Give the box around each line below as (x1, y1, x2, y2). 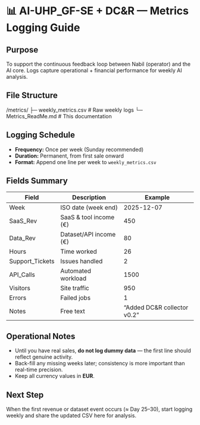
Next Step (6, 390, 44, 400)
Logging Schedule (6, 130, 76, 140)
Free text (60, 307, 85, 316)
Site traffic (60, 284, 89, 292)
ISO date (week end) (60, 204, 118, 212)
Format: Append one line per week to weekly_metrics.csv (14, 158, 157, 165)
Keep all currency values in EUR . (14, 372, 95, 380)
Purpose (6, 45, 39, 55)
